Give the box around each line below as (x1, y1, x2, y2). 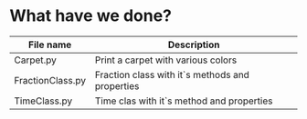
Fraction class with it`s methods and (94, 68, 249, 81)
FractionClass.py (14, 74, 87, 86)
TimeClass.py (14, 94, 73, 107)
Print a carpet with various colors (94, 54, 238, 66)
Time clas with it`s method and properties (94, 94, 273, 107)
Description (167, 38, 220, 51)
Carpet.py (14, 54, 58, 66)
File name (28, 38, 72, 51)
